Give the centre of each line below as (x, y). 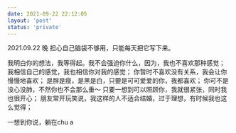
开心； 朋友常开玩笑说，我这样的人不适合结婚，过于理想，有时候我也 (120, 98)
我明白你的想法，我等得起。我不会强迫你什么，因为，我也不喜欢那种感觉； (116, 63)
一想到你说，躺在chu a (41, 122)
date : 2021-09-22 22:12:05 (47, 14)
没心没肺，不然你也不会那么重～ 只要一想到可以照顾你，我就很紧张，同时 (114, 90)
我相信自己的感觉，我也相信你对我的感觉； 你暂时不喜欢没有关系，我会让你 (117, 72)
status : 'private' (34, 27)
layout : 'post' (30, 21)
